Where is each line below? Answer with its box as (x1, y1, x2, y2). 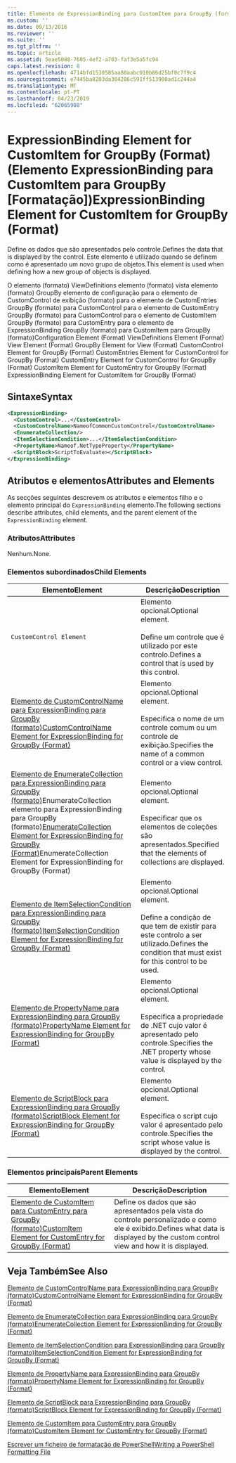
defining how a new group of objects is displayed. (7, 267, 152, 276)
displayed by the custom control (114, 1232, 220, 1242)
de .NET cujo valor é (140, 1021, 207, 1031)
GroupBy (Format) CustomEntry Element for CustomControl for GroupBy (7, 356, 216, 364)
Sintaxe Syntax (7, 391, 73, 403)
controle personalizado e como (114, 1215, 217, 1225)
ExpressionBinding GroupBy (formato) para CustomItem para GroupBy (7, 326, 211, 334)
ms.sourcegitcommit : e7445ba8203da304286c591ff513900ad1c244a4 (7, 75, 197, 83)
